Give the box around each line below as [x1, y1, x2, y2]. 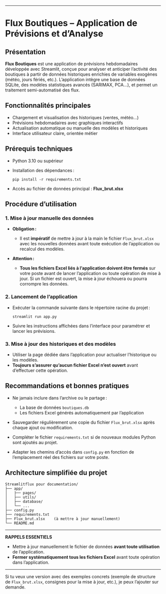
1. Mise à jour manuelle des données [5, 215, 94, 222]
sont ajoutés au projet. [12, 439, 58, 445]
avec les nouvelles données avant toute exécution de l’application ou [19, 241, 160, 247]
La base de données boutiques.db [19, 404, 89, 411]
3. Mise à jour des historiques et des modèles [5, 340, 116, 347]
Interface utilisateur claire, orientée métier [12, 130, 98, 136]
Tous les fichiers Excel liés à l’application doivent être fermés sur [19, 265, 156, 271]
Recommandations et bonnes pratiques [5, 382, 129, 390]
